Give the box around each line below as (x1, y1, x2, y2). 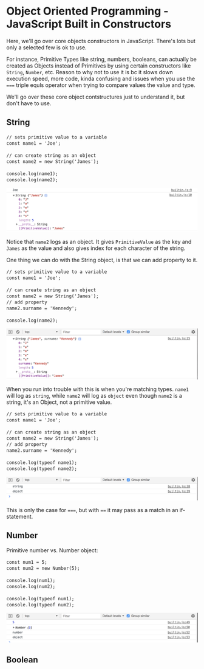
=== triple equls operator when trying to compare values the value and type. (6, 81, 195, 89)
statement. (6, 513, 33, 520)
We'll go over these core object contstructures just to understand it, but (6, 93, 185, 100)
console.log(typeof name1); (6, 460, 78, 466)
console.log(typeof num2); (6, 601, 75, 608)
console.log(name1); (6, 170, 59, 177)
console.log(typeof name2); (6, 466, 78, 472)
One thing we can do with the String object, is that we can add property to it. (6, 257, 198, 264)
